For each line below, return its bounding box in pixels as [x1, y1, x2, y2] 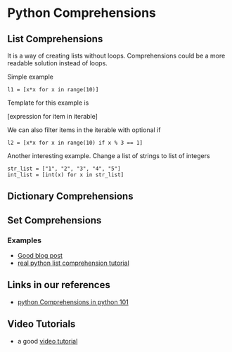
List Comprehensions [7, 33, 103, 45]
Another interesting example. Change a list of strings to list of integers [7, 152, 210, 159]
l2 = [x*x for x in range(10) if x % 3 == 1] [7, 139, 143, 146]
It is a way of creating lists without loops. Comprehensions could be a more [7, 51, 226, 60]
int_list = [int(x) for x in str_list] [7, 171, 124, 178]
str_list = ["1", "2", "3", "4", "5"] [7, 165, 121, 172]
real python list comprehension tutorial [17, 259, 130, 268]
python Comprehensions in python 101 [17, 297, 129, 306]
